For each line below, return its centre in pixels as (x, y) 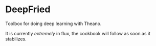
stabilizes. (16, 39)
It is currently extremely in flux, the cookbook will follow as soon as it (78, 33)
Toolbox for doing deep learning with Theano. (53, 24)
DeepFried (28, 9)
